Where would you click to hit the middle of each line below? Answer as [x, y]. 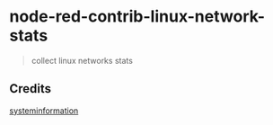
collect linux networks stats [82, 60]
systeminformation [44, 111]
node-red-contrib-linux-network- [137, 17]
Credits [31, 89]
